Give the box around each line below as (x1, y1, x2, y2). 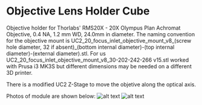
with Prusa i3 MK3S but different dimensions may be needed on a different (6, 62, 192, 70)
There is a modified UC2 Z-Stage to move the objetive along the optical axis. (6, 80, 196, 88)
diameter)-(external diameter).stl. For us (6, 49, 106, 57)
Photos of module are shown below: (6, 92, 96, 100)
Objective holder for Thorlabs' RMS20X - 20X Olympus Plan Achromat (6, 24, 181, 31)
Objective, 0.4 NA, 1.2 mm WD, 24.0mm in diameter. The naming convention (6, 30, 195, 37)
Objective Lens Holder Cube (6, 4, 150, 18)
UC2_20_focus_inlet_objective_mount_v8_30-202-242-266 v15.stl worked (6, 56, 189, 63)
